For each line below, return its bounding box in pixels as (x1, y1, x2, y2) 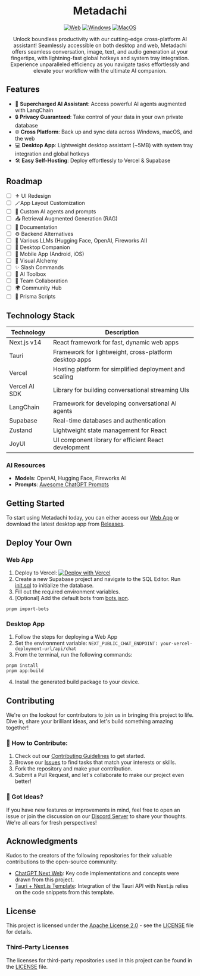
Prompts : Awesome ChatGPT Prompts (14, 481, 109, 488)
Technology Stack (6, 310, 75, 321)
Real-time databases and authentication (52, 416, 166, 425)
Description (105, 328, 139, 337)
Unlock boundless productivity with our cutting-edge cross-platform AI (12, 35, 187, 42)
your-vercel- (160, 641, 193, 647)
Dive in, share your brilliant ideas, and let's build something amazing (6, 718, 174, 725)
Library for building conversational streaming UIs (52, 386, 189, 394)
